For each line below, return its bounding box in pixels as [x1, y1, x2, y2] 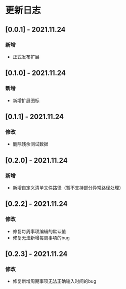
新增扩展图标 [12, 97, 39, 103]
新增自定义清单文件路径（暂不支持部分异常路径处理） [12, 185, 124, 191]
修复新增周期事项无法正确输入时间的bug [12, 278, 97, 284]
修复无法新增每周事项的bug [12, 234, 70, 241]
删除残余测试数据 [12, 141, 49, 147]
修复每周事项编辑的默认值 [12, 228, 66, 234]
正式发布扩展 [12, 54, 39, 60]
